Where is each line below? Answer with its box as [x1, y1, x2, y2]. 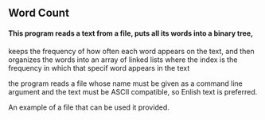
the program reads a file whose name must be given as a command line [8, 79, 243, 88]
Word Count [8, 6, 70, 20]
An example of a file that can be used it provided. [8, 103, 170, 112]
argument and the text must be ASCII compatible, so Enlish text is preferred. [8, 87, 258, 96]
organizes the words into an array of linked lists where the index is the [8, 55, 238, 64]
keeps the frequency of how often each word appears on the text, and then [8, 46, 255, 56]
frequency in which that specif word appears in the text [8, 63, 190, 72]
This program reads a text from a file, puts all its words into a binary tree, [8, 28, 253, 38]
